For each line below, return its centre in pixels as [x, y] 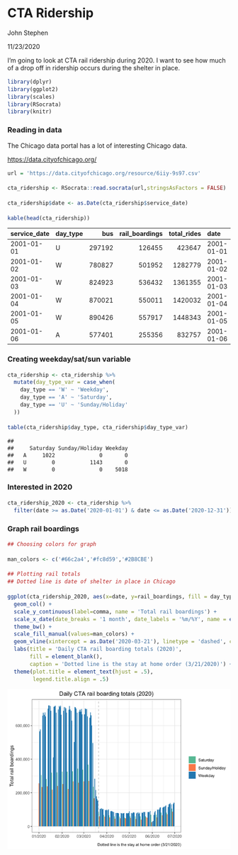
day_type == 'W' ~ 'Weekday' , [65, 390]
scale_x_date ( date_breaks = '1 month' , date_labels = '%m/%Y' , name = [120, 619]
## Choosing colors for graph [52, 544]
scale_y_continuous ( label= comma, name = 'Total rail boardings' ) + [115, 612]
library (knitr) [30, 112]
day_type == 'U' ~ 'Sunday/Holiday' [74, 405]
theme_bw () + [33, 627]
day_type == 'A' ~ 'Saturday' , [66, 397]
